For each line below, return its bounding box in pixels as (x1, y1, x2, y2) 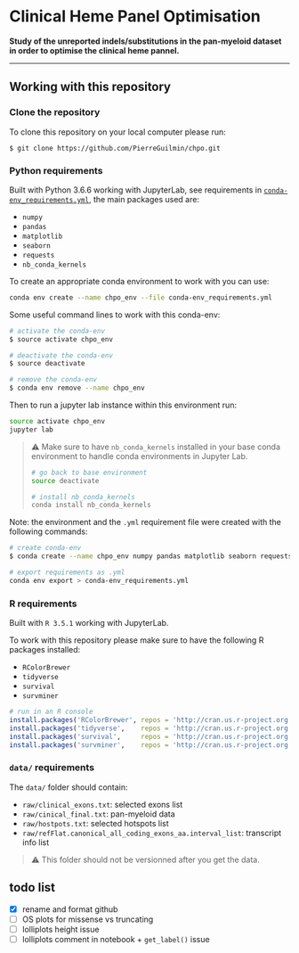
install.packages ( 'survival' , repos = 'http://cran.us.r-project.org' (9, 732, 293, 741)
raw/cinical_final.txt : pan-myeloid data (21, 809, 175, 819)
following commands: (9, 526, 88, 537)
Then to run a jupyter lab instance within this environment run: (9, 399, 238, 411)
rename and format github (21, 903, 118, 915)
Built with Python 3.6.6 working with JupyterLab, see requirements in (9, 185, 263, 195)
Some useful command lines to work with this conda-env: (9, 309, 221, 320)
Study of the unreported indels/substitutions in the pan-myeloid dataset (9, 36, 282, 46)
